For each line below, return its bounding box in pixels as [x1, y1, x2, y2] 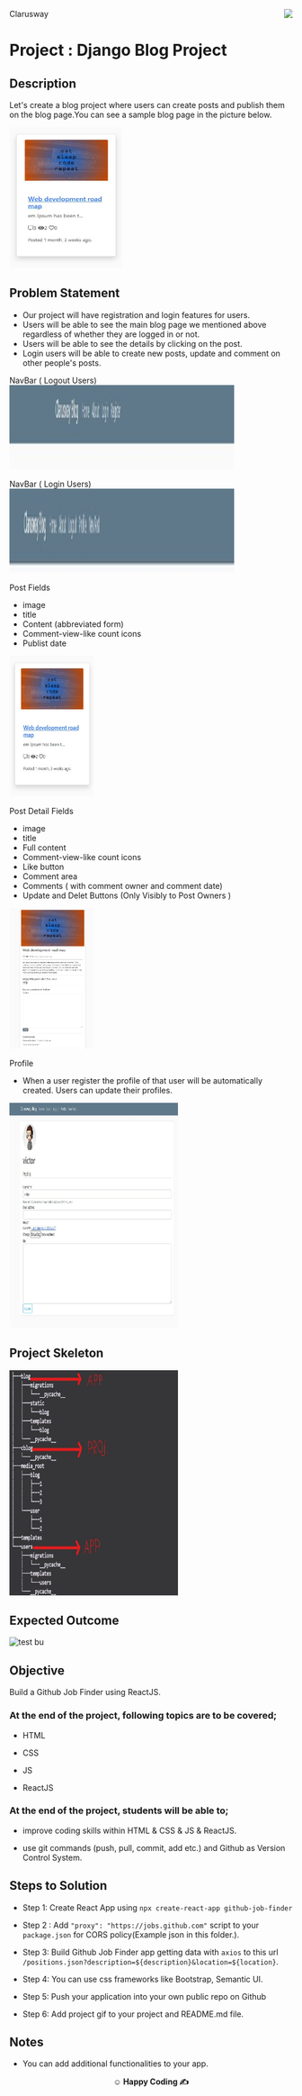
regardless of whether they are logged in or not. [22, 329, 200, 340]
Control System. [22, 1852, 83, 1863]
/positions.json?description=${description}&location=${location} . [22, 1955, 279, 1967]
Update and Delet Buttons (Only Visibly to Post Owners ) [22, 890, 232, 901]
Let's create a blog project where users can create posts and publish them [9, 100, 285, 110]
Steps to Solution [9, 1878, 108, 1893]
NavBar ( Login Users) [9, 478, 92, 489]
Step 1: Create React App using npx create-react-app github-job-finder [22, 1901, 293, 1913]
